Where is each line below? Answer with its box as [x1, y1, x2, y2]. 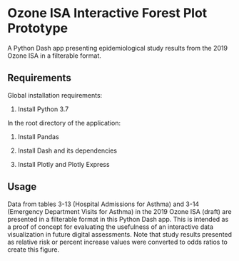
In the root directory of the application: [7, 118, 121, 127]
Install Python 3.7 [17, 105, 69, 113]
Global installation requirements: [7, 91, 103, 99]
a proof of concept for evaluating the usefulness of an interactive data [7, 222, 214, 231]
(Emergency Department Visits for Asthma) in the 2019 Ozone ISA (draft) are [7, 207, 232, 215]
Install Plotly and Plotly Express [17, 160, 110, 168]
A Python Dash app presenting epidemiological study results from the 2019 [7, 43, 228, 52]
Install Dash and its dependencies [17, 146, 118, 155]
